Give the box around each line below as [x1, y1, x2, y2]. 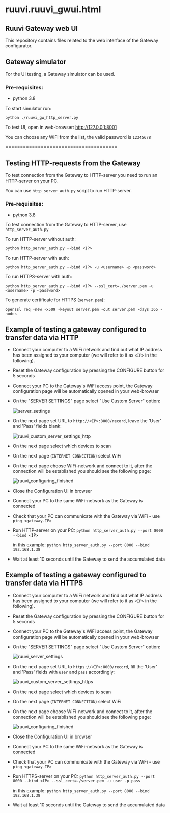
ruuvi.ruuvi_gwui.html [5, 4, 101, 15]
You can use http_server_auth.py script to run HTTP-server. [5, 187, 132, 193]
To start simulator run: [5, 106, 52, 112]
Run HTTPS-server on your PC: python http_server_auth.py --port [12, 773, 155, 779]
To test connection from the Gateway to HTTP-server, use [5, 222, 127, 228]
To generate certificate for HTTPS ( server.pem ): [5, 297, 105, 303]
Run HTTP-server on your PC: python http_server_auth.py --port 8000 [12, 527, 163, 533]
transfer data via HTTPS [5, 579, 83, 588]
